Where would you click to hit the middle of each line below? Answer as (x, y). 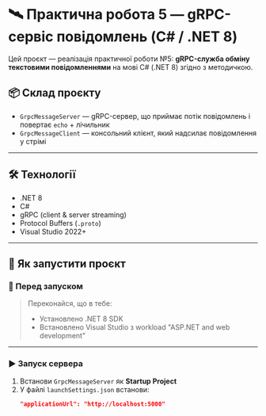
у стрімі (33, 141)
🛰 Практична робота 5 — (96, 15)
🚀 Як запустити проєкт (67, 263)
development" (62, 336)
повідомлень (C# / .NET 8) (147, 37)
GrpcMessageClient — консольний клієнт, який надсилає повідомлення (138, 133)
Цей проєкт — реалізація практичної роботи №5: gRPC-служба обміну (129, 59)
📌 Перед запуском (46, 286)
